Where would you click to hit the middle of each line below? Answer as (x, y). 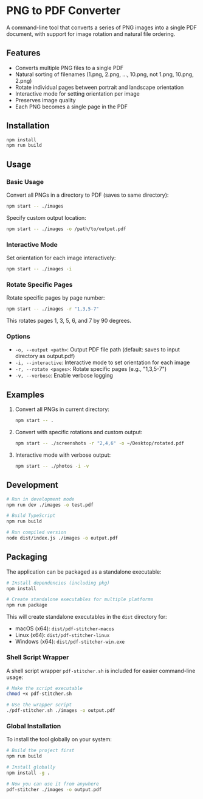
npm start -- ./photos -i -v (52, 466)
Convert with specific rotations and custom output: (79, 432)
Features (23, 53)
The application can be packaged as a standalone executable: (84, 572)
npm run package (27, 605)
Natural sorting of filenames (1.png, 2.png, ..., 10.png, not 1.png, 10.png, (104, 74)
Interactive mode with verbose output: (63, 455)
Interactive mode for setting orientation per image (77, 93)
